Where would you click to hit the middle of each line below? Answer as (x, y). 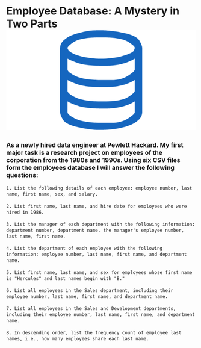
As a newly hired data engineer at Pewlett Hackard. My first (95, 144)
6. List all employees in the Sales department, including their (90, 291)
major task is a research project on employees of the (84, 152)
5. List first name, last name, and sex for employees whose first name (99, 273)
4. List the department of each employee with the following (85, 249)
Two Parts (32, 24)
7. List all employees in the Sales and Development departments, (91, 309)
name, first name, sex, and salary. (52, 194)
